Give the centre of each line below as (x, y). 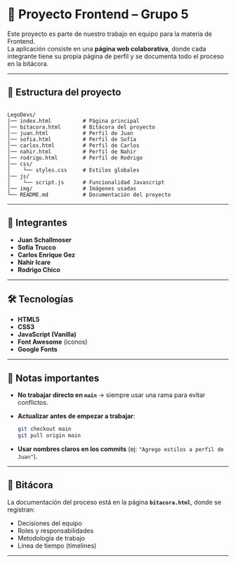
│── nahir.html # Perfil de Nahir (72, 151)
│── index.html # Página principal (73, 121)
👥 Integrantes (38, 223)
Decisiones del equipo (50, 523)
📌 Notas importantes (53, 378)
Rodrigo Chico (39, 269)
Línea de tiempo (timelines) (57, 545)
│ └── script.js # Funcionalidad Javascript (86, 182)
